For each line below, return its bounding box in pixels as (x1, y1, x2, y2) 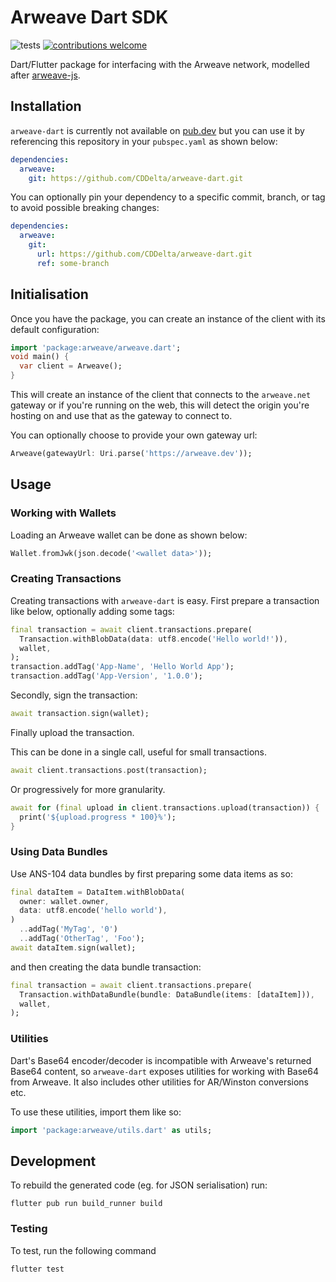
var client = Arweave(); (19, 361, 123, 371)
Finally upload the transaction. (10, 726, 135, 738)
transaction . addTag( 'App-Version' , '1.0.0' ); (10, 671, 203, 681)
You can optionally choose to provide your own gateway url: (10, 429, 258, 441)
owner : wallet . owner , (19, 896, 110, 906)
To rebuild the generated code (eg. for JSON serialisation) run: (10, 1179, 268, 1191)
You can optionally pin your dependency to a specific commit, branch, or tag (10, 191, 326, 203)
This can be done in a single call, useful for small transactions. (10, 746, 268, 758)
